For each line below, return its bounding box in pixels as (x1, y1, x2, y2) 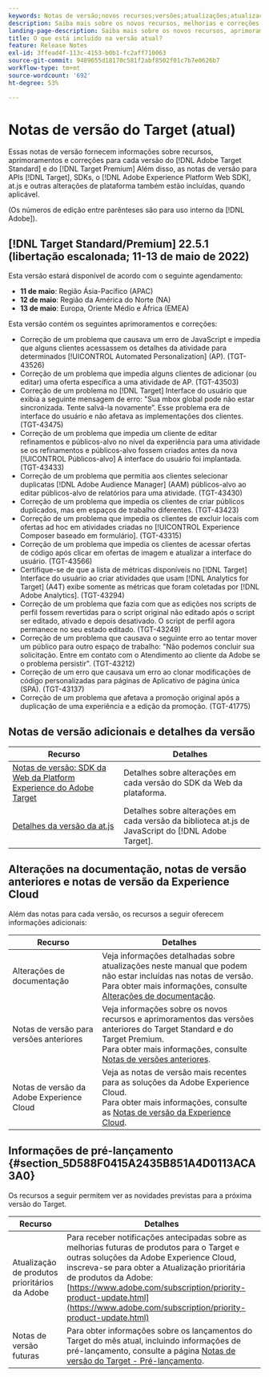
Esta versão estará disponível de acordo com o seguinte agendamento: (8, 271, 243, 281)
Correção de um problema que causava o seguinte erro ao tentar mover (19, 634, 258, 643)
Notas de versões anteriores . (102, 1053, 211, 1065)
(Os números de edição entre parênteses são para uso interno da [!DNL (8, 206, 245, 215)
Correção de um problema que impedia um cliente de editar (19, 429, 218, 438)
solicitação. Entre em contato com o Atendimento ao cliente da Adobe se (19, 650, 261, 660)
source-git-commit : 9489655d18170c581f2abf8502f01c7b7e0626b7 (8, 57, 220, 65)
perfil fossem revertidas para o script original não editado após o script (19, 608, 255, 617)
